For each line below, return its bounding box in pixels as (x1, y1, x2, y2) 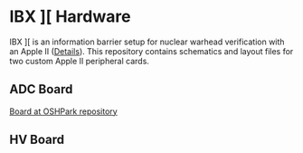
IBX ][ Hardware (9, 6, 131, 27)
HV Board (9, 132, 65, 148)
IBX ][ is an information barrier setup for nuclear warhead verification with (9, 36, 285, 47)
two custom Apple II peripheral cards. (9, 55, 149, 66)
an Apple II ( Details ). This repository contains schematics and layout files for (9, 45, 294, 56)
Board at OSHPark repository (9, 106, 118, 117)
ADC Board (9, 81, 73, 97)
